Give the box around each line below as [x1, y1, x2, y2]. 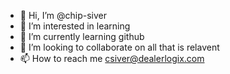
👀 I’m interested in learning [19, 20, 131, 32]
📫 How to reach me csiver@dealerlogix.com [19, 53, 205, 64]
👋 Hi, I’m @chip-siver [19, 10, 108, 21]
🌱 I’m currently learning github [19, 31, 145, 42]
